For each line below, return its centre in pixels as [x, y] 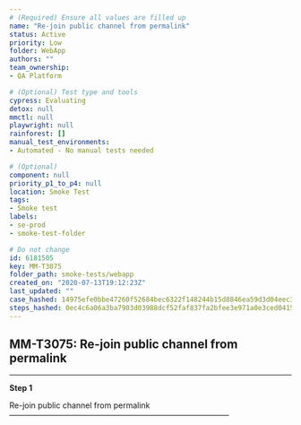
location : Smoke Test [50, 192]
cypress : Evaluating [48, 100]
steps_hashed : [36, 308]
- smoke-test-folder [48, 233]
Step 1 [21, 388]
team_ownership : [39, 68]
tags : [19, 200]
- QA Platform [36, 76]
